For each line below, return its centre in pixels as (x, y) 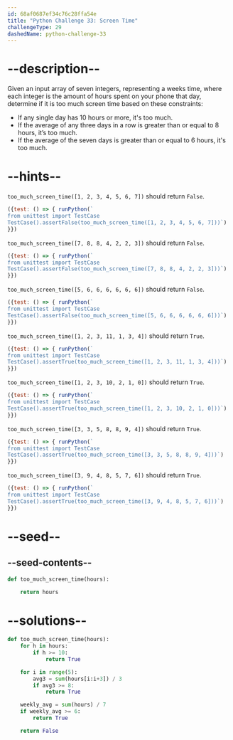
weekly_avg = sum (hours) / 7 (63, 705)
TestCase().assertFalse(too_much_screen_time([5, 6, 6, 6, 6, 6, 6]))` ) (117, 315)
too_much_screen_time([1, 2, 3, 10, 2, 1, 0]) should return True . (106, 382)
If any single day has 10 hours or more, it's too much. (95, 117)
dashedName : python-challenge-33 (57, 34)
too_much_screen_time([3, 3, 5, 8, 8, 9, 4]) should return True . (104, 428)
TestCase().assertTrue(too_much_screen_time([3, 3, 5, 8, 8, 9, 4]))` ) (115, 455)
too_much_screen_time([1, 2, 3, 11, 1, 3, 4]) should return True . (106, 336)
